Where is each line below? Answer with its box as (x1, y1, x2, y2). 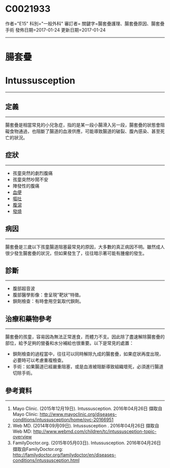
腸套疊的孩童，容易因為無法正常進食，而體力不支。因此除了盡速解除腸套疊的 (5, 334, 165, 340)
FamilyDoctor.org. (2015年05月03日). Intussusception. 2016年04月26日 (12, 440, 161, 446)
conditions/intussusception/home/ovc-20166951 (12, 416, 114, 422)
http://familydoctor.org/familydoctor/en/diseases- (12, 452, 116, 458)
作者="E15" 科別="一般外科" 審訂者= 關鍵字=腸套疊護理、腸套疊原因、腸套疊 (5, 20, 165, 26)
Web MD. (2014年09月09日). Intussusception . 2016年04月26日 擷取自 (12, 422, 159, 428)
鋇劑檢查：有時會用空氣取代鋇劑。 (12, 298, 84, 304)
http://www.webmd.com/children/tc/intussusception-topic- (33, 428, 157, 434)
